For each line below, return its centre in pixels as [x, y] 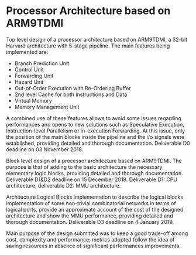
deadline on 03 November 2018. [45, 149]
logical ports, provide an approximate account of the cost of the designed [95, 209]
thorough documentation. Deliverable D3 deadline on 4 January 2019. [90, 222]
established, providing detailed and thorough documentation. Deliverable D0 [98, 143]
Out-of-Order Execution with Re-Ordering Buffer [73, 88]
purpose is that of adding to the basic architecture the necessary [84, 167]
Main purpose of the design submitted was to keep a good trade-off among [97, 233]
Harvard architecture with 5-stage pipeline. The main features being [88, 46]
